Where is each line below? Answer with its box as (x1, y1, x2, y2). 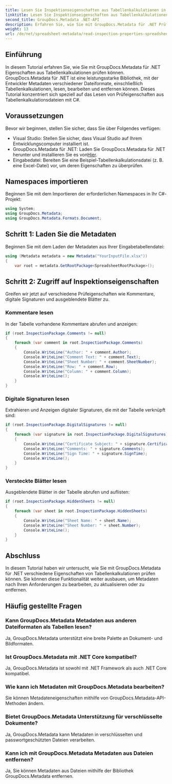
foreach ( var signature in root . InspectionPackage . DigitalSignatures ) (14, 432, 168, 437)
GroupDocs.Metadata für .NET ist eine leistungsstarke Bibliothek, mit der (5, 75, 159, 81)
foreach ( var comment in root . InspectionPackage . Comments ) (14, 340, 143, 345)
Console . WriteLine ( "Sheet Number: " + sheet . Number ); (24, 523, 141, 528)
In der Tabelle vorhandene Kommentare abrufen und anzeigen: (5, 321, 138, 327)
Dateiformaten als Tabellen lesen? (5, 623, 92, 631)
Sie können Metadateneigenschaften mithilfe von (5, 695, 109, 701)
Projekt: (5, 196, 22, 203)
